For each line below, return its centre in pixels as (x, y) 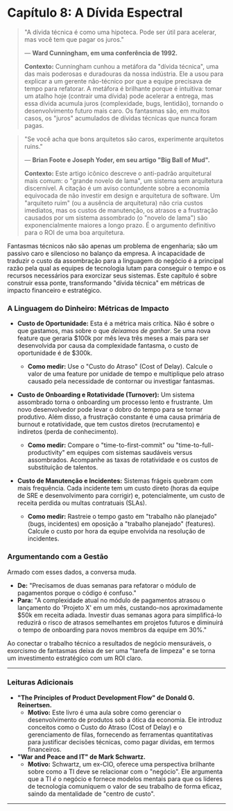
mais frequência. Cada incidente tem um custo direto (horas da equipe (118, 488)
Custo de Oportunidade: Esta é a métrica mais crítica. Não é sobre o (116, 323)
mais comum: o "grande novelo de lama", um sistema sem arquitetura (123, 180)
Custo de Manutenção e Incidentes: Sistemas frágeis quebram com (115, 481)
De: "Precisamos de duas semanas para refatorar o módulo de (106, 585)
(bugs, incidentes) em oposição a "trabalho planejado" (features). (121, 524)
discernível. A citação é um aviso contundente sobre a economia (116, 188)
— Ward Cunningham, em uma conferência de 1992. (101, 53)
